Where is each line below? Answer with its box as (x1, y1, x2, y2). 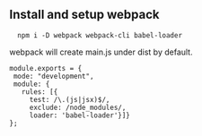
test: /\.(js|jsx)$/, (29, 95, 110, 104)
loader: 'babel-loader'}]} (29, 111, 130, 120)
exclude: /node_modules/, (29, 103, 127, 112)
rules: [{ (21, 87, 58, 97)
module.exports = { (9, 64, 83, 72)
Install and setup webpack (9, 7, 160, 22)
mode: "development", (13, 72, 94, 81)
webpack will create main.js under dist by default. (9, 47, 193, 57)
